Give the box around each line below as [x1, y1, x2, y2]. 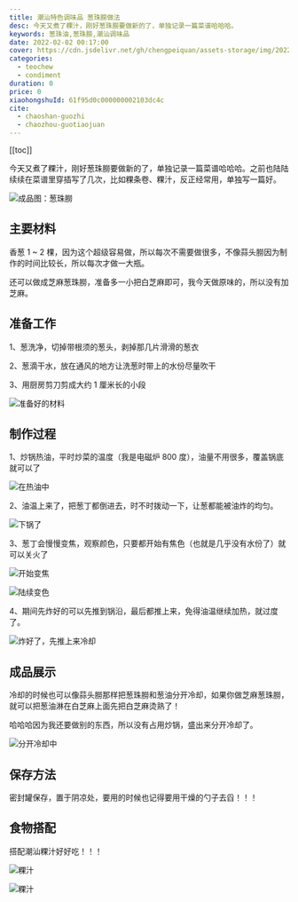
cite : [9, 104, 29, 113]
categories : [9, 54, 53, 63]
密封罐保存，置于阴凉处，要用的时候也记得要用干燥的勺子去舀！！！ [9, 792, 258, 803]
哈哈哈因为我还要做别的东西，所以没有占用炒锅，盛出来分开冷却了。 [9, 720, 258, 731]
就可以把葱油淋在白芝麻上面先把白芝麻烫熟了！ [9, 700, 180, 711]
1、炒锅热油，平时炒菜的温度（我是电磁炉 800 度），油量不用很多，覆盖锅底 [9, 452, 284, 463]
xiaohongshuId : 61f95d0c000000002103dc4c [9, 95, 165, 105]
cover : [9, 46, 34, 55]
